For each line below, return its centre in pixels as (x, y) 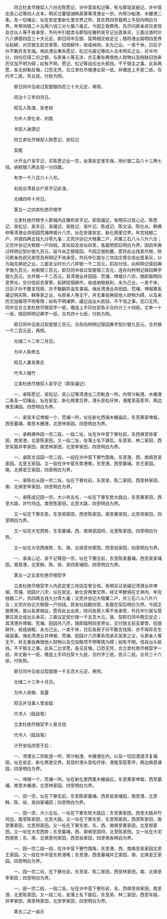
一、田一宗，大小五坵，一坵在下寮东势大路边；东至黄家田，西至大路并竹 (88, 813)
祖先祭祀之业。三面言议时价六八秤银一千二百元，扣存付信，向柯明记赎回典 (85, 264)
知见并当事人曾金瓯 (33, 703)
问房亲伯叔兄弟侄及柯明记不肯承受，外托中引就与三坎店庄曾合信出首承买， (81, 258)
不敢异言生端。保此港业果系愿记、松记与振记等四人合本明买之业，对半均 (83, 51)
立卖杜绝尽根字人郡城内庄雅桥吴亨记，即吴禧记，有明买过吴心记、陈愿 (85, 220)
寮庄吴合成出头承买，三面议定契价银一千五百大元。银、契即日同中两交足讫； (83, 617)
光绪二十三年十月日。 (36, 682)
